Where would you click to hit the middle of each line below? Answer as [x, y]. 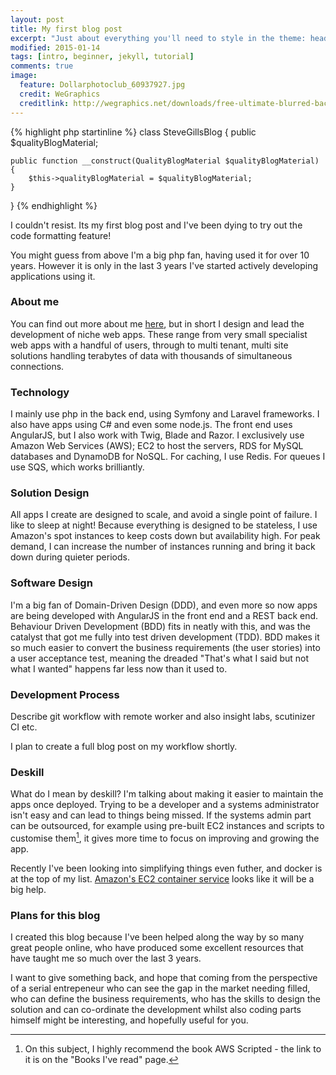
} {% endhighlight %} [54, 205]
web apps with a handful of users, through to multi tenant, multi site [149, 345]
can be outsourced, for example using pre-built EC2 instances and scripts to [167, 826]
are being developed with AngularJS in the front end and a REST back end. [164, 615]
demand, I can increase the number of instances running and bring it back [163, 547]
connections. [37, 366]
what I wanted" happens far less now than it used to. [119, 668]
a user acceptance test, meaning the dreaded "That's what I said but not [160, 658]
